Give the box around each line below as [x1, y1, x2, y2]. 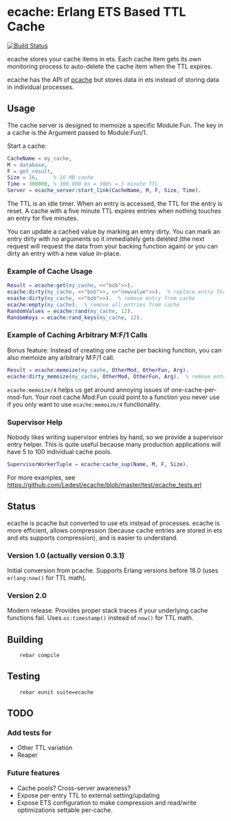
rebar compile [19, 652, 60, 659]
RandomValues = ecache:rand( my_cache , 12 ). [7, 308, 134, 314]
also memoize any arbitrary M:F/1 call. [7, 353, 115, 361]
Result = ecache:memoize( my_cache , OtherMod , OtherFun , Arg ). [7, 366, 189, 374]
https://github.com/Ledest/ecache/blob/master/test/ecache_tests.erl [7, 480, 201, 489]
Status [7, 500, 36, 513]
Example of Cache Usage [7, 266, 93, 276]
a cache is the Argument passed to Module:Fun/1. [7, 128, 148, 136]
